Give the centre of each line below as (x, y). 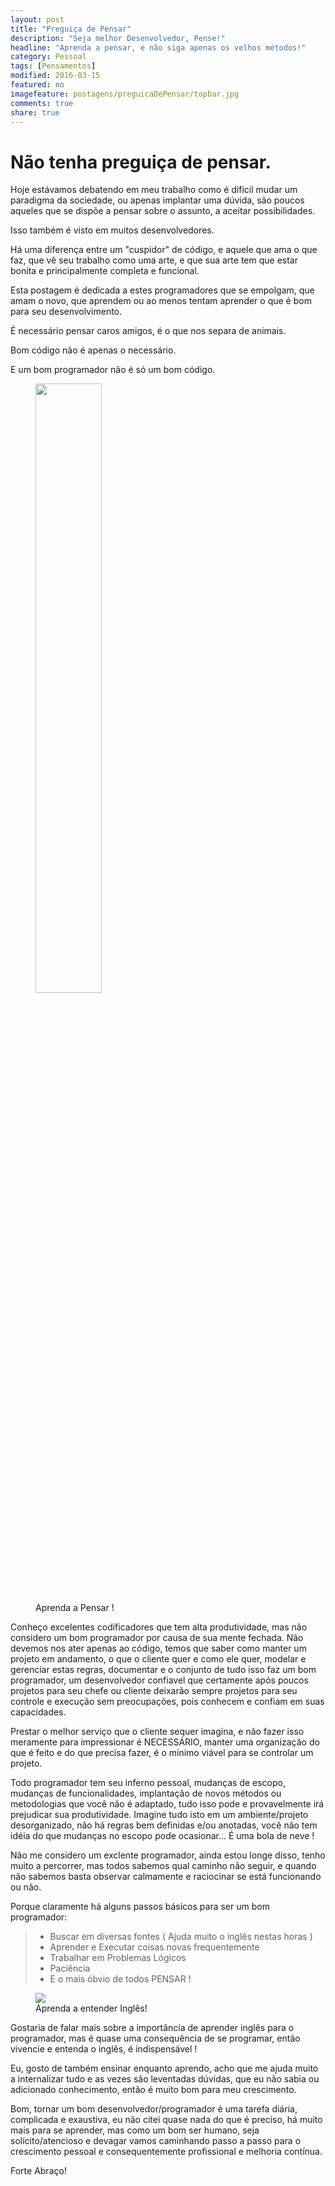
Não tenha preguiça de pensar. (141, 162)
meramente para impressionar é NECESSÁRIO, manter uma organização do (165, 1742)
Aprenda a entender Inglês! (91, 2008)
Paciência (70, 1968)
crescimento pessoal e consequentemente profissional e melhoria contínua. (166, 2152)
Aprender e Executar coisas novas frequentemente (154, 1947)
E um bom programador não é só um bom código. (113, 370)
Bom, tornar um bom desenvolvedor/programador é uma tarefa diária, (154, 2109)
